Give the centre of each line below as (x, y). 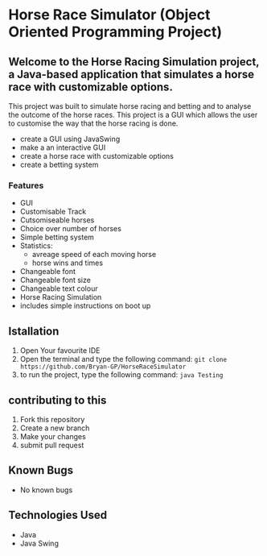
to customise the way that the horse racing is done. (93, 123)
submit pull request (52, 445)
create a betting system (59, 164)
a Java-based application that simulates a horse (131, 74)
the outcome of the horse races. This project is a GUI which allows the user (133, 115)
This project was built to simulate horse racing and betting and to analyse (130, 106)
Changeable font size (55, 280)
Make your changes (53, 436)
